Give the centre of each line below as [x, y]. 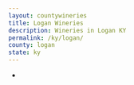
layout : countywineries [48, 15]
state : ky [25, 52]
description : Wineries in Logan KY [67, 30]
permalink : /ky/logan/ [46, 38]
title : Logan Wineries [46, 23]
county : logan [32, 45]
